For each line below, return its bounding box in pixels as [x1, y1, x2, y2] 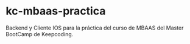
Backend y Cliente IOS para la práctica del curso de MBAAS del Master [5, 24, 184, 31]
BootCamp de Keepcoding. [5, 30, 74, 37]
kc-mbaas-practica [5, 4, 106, 18]
